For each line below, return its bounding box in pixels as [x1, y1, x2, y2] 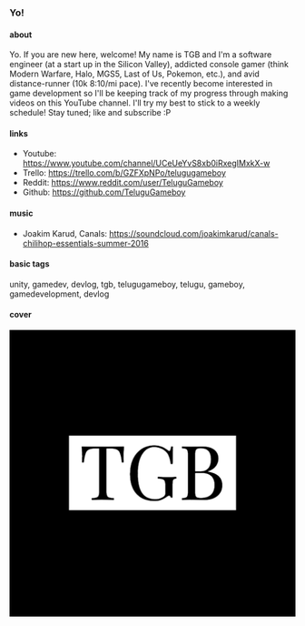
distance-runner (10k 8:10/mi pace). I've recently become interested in [9, 78, 273, 89]
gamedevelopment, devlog [9, 288, 110, 299]
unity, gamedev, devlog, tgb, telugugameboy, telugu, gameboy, [9, 278, 245, 289]
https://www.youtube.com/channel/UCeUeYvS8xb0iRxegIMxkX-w [22, 157, 271, 169]
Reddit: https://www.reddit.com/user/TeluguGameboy [22, 177, 224, 188]
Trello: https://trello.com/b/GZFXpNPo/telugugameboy [22, 167, 227, 178]
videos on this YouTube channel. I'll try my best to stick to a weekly [9, 97, 261, 108]
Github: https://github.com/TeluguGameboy [22, 187, 186, 197]
